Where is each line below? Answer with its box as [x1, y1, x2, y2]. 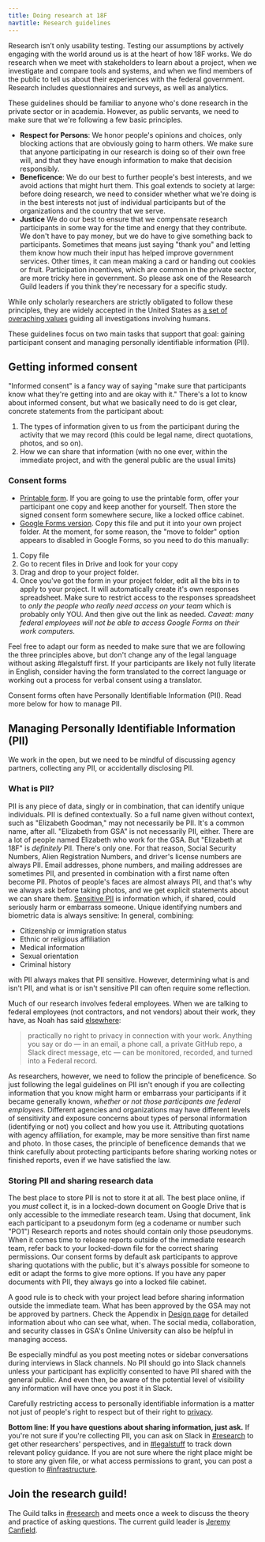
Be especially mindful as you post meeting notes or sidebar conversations [8, 1350, 248, 1359]
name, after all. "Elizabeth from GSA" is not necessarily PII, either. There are [8, 826, 254, 835]
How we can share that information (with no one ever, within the [19, 447, 228, 457]
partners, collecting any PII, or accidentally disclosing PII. [8, 763, 195, 773]
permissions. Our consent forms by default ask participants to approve [8, 1252, 238, 1262]
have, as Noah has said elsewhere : [8, 1015, 121, 1025]
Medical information [19, 942, 85, 952]
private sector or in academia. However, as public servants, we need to [8, 106, 239, 116]
